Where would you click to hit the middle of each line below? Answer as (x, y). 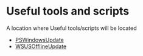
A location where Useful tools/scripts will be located (71, 28)
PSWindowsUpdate (39, 40)
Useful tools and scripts (68, 11)
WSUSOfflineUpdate (41, 46)
